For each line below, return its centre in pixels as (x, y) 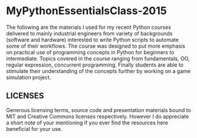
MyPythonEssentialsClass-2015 (86, 11)
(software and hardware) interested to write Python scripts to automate (92, 40)
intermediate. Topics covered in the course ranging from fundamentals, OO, (98, 58)
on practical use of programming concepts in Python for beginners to (90, 52)
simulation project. (29, 77)
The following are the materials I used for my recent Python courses (88, 27)
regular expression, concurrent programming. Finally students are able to (95, 65)
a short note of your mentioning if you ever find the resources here (87, 123)
